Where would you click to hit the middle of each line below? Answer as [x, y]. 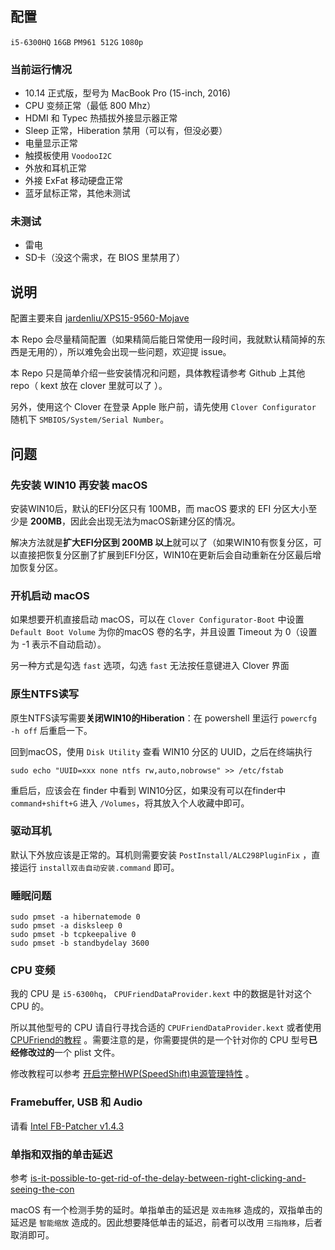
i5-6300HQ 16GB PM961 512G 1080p [77, 42]
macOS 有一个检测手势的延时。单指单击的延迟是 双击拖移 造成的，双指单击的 [166, 1209]
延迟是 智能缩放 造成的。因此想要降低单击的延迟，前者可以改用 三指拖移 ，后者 [166, 1222]
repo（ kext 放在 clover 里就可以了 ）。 [89, 386]
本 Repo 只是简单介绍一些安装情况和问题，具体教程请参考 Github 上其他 [158, 373]
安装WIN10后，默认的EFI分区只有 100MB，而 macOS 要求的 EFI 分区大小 [159, 508]
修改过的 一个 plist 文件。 [69, 1053]
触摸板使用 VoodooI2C [68, 156]
